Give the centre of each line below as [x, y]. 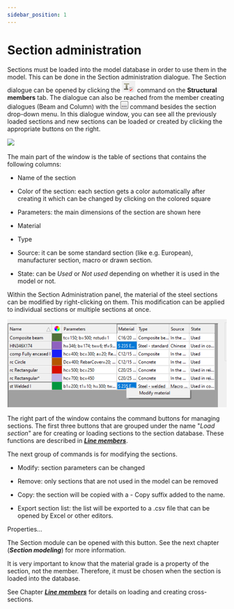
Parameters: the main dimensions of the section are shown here [109, 212]
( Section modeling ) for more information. [67, 550]
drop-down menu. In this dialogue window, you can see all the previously [112, 114]
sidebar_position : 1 [37, 15]
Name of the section [47, 177]
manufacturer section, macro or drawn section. [85, 260]
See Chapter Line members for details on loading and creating [97, 592]
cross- [197, 592]
